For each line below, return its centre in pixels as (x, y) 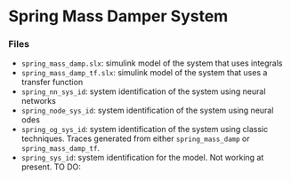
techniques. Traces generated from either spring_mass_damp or (135, 138)
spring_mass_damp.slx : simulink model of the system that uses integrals (152, 63)
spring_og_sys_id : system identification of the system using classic (145, 130)
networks (39, 101)
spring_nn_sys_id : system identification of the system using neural (143, 91)
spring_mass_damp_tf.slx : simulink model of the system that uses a (144, 73)
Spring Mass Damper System (118, 16)
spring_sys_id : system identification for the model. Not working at (142, 158)
